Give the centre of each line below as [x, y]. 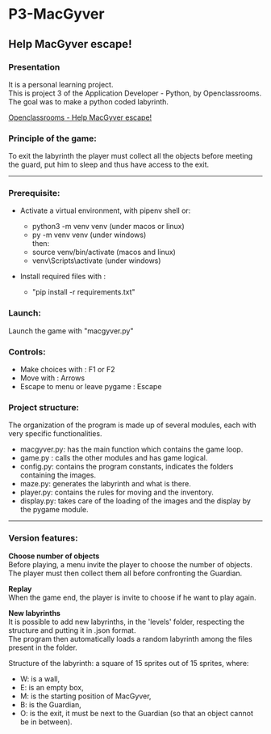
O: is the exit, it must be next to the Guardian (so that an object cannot [137, 713]
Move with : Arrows [52, 378]
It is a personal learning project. [61, 84]
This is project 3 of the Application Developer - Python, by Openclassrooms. [135, 93]
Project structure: [44, 407]
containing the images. [58, 475]
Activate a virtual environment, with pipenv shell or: [105, 210]
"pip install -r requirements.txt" [83, 292]
